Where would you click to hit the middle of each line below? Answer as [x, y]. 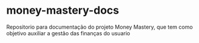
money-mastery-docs [63, 10]
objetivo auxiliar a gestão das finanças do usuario [68, 33]
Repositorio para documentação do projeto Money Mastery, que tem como [99, 27]
